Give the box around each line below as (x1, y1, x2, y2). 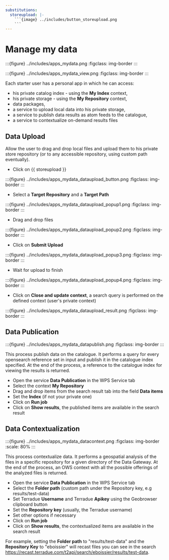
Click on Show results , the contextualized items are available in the (12, 523, 154, 529)
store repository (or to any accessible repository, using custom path (5, 151, 148, 157)
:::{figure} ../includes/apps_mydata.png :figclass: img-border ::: (5, 61, 138, 67)
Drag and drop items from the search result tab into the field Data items (12, 388, 163, 394)
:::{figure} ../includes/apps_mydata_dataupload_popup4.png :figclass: (5, 277, 152, 283)
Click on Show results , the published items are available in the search (12, 404, 159, 411)
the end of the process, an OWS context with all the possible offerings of (5, 464, 158, 470)
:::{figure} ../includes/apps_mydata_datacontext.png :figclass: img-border (5, 438, 159, 444)
